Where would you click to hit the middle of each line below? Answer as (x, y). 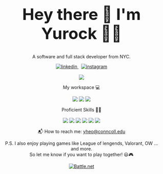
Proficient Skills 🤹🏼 (81, 110)
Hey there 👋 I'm (81, 14)
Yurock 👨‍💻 (81, 33)
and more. (81, 148)
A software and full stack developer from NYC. (81, 56)
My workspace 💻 (81, 87)
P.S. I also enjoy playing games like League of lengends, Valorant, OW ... (81, 143)
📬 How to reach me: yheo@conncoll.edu (81, 131)
